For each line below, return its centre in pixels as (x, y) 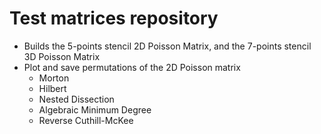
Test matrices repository (114, 18)
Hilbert (52, 88)
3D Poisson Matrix (62, 56)
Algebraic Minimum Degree (95, 109)
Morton (54, 78)
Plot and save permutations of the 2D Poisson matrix (132, 67)
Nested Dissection (76, 99)
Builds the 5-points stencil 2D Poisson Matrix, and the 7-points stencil (167, 46)
